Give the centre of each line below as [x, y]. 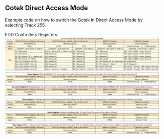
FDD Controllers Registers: [32, 34]
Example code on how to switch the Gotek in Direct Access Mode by [74, 20]
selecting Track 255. [26, 25]
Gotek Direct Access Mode [47, 8]
